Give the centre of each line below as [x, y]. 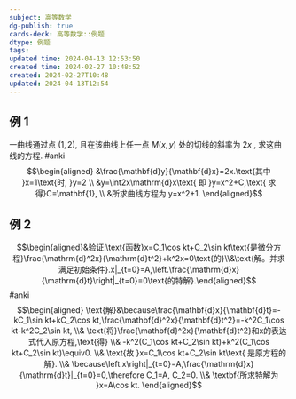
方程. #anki [45, 156]
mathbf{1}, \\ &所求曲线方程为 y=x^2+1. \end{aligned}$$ [161, 194]
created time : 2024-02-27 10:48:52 [75, 68]
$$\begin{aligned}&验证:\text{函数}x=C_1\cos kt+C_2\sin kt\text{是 [137, 247]
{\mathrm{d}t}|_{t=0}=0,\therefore [82, 375]
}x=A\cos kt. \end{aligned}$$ [149, 385]
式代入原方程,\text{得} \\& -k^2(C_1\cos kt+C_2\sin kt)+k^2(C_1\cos [149, 342]
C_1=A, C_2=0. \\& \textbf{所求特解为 [212, 375]
